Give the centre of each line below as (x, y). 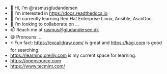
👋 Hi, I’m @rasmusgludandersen (44, 8)
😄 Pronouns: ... (26, 37)
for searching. (25, 50)
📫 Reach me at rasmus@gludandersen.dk (54, 30)
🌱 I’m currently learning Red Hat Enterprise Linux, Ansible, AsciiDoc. (81, 18)
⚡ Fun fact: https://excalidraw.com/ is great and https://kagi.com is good (86, 43)
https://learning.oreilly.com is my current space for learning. (73, 55)
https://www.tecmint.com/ (37, 66)
